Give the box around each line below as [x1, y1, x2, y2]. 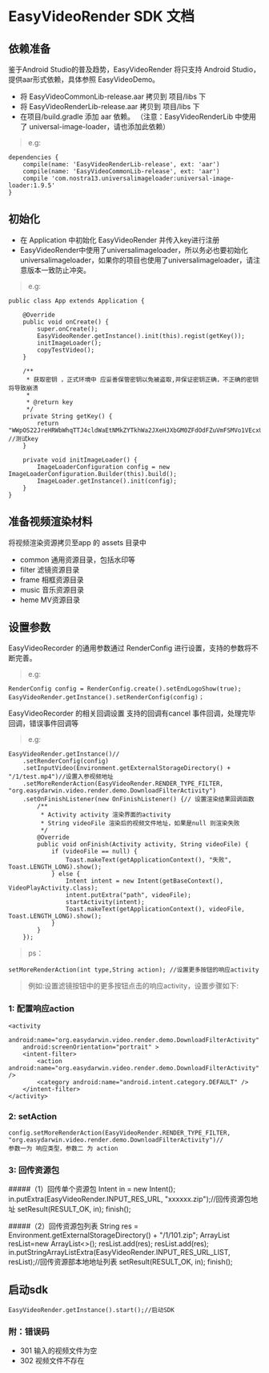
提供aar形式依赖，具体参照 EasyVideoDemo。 [8, 75, 160, 84]
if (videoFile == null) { [50, 848, 138, 856]
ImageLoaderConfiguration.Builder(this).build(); [8, 470, 178, 478]
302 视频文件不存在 [19, 1356, 85, 1366]
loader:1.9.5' [8, 181, 56, 189]
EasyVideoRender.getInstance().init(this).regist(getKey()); [37, 332, 246, 340]
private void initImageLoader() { [22, 455, 138, 464]
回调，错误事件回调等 [8, 719, 78, 728]
